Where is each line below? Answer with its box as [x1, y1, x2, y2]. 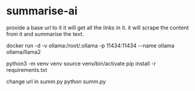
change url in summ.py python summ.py [6, 78, 107, 85]
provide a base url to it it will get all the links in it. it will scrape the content [6, 24, 189, 31]
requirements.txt [6, 66, 48, 73]
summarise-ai [6, 4, 78, 18]
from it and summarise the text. [6, 30, 84, 37]
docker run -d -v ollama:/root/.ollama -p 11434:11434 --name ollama [6, 42, 175, 49]
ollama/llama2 [6, 48, 41, 55]
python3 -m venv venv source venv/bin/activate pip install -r [6, 60, 156, 67]
